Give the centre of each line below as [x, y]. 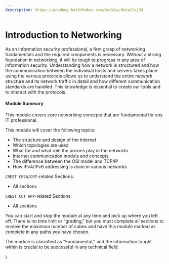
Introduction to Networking [64, 35]
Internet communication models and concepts [60, 156]
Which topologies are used [40, 145]
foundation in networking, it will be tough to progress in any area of [75, 60]
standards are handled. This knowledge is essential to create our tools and [83, 86]
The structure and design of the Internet [54, 140]
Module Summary [25, 104]
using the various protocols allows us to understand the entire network [79, 76]
